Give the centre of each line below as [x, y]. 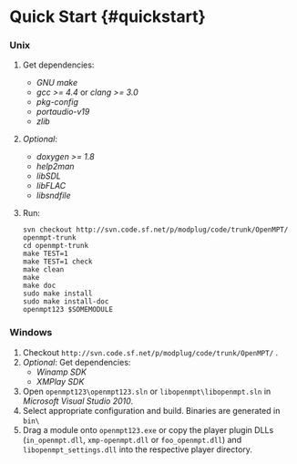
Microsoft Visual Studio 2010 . [78, 401]
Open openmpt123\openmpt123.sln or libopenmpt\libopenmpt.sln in [147, 391]
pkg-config [57, 102]
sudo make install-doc [66, 302]
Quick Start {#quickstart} [108, 17]
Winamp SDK [61, 372]
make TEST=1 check [57, 262]
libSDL [48, 176]
